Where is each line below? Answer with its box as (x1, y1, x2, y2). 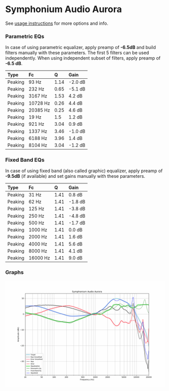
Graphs (5, 269, 24, 276)
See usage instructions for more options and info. (5, 20, 109, 26)
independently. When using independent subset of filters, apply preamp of (5, 55, 161, 61)
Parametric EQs (5, 33, 45, 40)
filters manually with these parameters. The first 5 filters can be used (5, 50, 149, 56)
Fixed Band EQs (5, 156, 45, 163)
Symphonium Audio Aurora (5, 4, 122, 15)
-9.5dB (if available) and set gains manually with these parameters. (5, 173, 146, 179)
